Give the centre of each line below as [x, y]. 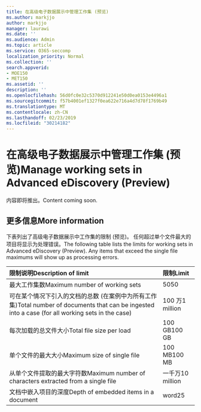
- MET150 [17, 79]
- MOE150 [17, 73]
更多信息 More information [55, 221]
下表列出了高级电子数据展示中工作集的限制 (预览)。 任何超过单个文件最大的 [99, 236]
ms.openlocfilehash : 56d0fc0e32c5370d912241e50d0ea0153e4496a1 [87, 95]
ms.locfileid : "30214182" [38, 124]
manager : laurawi [28, 28]
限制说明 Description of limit [49, 273]
